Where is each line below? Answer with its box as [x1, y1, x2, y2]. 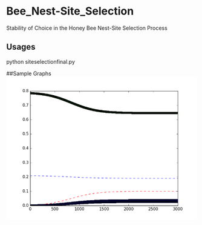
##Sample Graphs [6, 70, 51, 77]
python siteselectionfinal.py [6, 58, 76, 65]
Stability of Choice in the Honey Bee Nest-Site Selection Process [6, 24, 168, 32]
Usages [6, 42, 36, 52]
